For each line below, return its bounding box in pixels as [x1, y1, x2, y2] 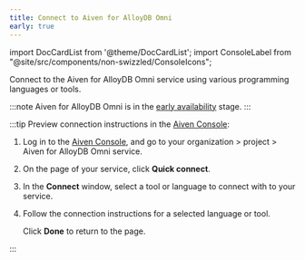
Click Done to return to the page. [22, 226, 146, 236]
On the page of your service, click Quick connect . [22, 163, 211, 174]
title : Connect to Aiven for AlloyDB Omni [9, 13, 172, 23]
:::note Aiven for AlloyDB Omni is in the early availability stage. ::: [9, 101, 251, 111]
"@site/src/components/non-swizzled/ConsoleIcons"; [9, 56, 212, 67]
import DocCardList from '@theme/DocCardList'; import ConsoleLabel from [9, 46, 292, 57]
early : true [9, 22, 54, 31]
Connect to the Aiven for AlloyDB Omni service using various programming [9, 73, 290, 84]
